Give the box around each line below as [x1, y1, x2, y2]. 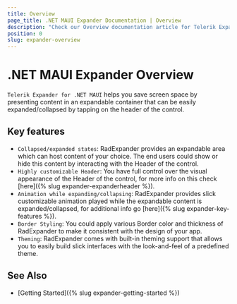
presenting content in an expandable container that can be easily [7, 98, 196, 107]
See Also [7, 269, 47, 282]
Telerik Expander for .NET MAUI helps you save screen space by [7, 90, 197, 99]
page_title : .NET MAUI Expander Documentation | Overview [7, 17, 181, 24]
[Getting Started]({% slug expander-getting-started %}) [17, 288, 180, 297]
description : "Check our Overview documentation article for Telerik [7, 23, 217, 30]
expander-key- [186, 204, 230, 212]
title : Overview [7, 10, 55, 18]
